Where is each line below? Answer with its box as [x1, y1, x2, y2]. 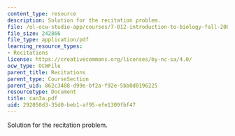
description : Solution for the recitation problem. [7, 17, 161, 24]
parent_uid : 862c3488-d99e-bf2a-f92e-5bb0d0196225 [7, 82, 158, 89]
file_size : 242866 [7, 29, 61, 37]
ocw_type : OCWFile [7, 62, 61, 69]
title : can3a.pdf [7, 95, 58, 102]
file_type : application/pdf [7, 36, 90, 43]
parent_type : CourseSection [7, 75, 90, 83]
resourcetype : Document [7, 88, 77, 95]
